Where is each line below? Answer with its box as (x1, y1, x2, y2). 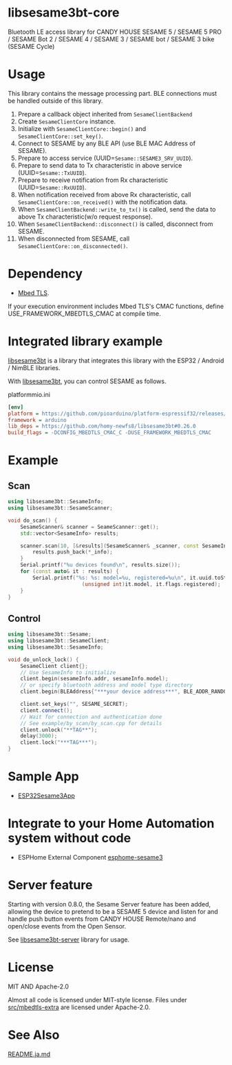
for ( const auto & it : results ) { (20, 568, 119, 575)
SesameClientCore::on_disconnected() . (17, 241, 128, 250)
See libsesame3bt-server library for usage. (8, 935, 130, 944)
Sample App (8, 769, 79, 784)
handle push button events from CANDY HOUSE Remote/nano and (8, 915, 196, 923)
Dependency (8, 266, 83, 282)
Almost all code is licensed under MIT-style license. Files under (8, 995, 188, 1004)
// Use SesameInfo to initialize (20, 669, 116, 676)
